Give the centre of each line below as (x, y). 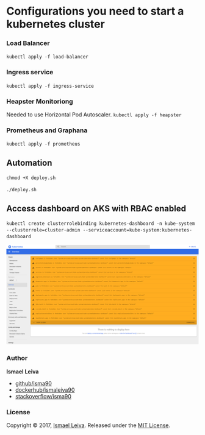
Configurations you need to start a (95, 11)
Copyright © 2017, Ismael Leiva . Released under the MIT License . (88, 425)
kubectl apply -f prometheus (43, 144)
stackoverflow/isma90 (43, 396)
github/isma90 (33, 383)
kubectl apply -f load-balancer (47, 57)
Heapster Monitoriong (40, 101)
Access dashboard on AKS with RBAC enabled (96, 208)
